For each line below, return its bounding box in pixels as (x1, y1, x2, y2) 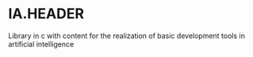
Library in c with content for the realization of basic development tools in (8, 31, 246, 40)
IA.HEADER (8, 5, 85, 23)
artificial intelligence (8, 39, 75, 48)
